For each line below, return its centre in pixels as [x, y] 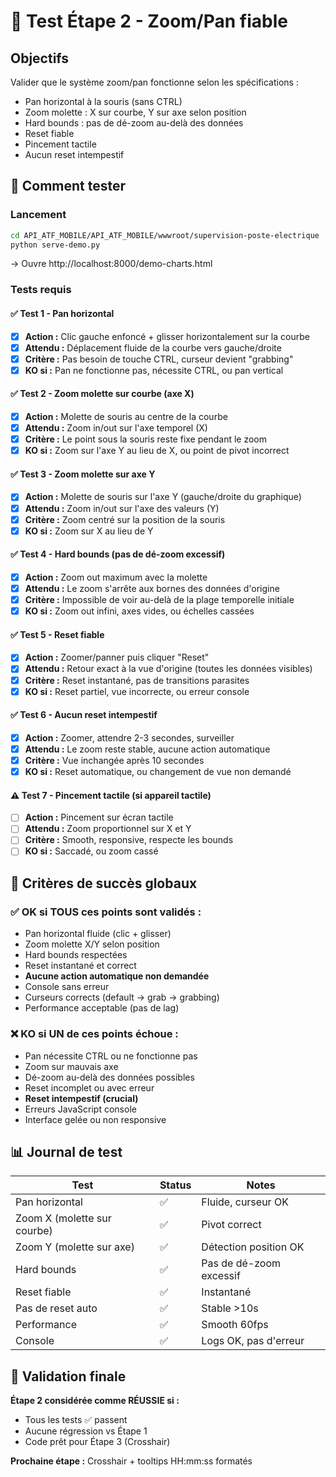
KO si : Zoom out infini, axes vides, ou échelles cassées [139, 611]
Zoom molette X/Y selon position [92, 944]
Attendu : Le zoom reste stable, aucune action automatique [147, 749]
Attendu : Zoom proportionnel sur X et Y [108, 829]
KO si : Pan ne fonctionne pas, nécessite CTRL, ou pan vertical [154, 370]
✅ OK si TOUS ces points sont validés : [106, 912]
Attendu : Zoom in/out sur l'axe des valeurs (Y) [122, 508]
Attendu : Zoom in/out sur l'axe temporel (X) [116, 428]
